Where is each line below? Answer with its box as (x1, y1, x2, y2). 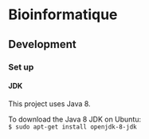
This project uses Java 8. (8, 98, 91, 109)
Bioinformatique (8, 6, 118, 24)
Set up (8, 62, 34, 73)
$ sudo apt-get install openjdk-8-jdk (8, 122, 137, 131)
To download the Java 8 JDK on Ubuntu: (8, 114, 142, 124)
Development (8, 38, 77, 51)
